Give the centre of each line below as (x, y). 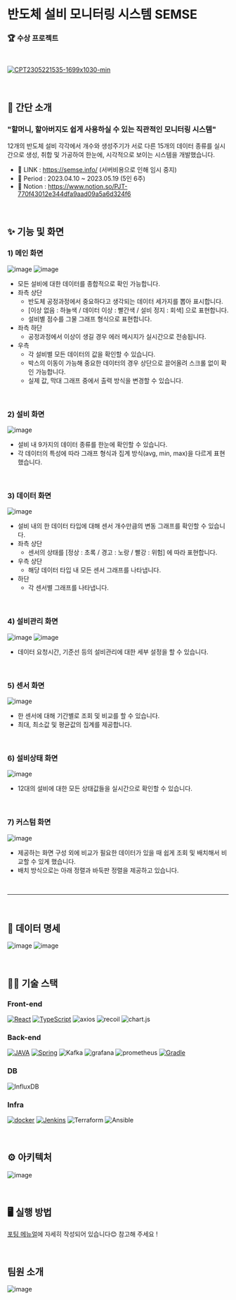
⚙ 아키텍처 (30, 1157)
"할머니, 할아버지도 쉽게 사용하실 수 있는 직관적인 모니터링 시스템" (112, 129)
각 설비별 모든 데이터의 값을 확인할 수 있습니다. (92, 354)
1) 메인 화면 (25, 253)
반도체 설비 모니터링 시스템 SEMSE (103, 14)
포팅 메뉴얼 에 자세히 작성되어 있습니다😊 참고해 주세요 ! (83, 1234)
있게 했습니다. (57, 861)
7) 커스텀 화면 (29, 822)
